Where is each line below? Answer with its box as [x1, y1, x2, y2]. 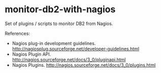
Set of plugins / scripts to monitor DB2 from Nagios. [5, 20, 113, 27]
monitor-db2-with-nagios [5, 4, 116, 15]
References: [5, 30, 30, 36]
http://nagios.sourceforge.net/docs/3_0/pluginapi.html [12, 56, 126, 62]
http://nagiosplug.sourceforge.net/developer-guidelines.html [12, 45, 140, 52]
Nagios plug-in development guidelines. [12, 40, 96, 46]
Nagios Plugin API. [12, 51, 51, 57]
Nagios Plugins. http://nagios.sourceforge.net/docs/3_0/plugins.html [12, 62, 156, 68]
